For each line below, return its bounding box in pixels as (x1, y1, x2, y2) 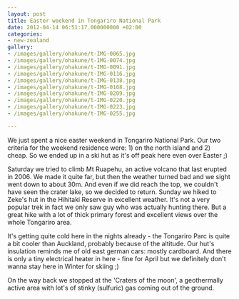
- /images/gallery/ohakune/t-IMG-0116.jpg (7, 70, 136, 77)
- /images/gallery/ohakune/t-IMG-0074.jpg (7, 57, 136, 64)
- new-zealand (7, 37, 50, 44)
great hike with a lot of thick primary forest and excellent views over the (7, 210, 218, 218)
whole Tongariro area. (7, 218, 72, 226)
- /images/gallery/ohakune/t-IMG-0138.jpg (7, 76, 136, 84)
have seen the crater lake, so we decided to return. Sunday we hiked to (7, 187, 217, 196)
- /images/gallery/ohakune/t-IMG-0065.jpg (7, 51, 136, 58)
